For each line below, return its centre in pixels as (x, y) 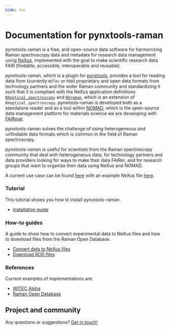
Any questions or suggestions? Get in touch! (52, 322)
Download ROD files (33, 255)
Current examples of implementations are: (49, 279)
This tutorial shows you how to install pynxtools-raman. (63, 200)
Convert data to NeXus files (41, 249)
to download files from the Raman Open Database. (58, 239)
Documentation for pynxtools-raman (84, 35)
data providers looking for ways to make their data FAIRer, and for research (84, 160)
